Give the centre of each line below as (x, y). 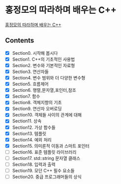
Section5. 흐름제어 (30, 84)
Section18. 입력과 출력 (34, 164)
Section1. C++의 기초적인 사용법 (44, 59)
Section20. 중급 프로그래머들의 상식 (47, 177)
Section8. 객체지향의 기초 (37, 103)
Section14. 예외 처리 (32, 140)
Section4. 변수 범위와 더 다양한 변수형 (49, 78)
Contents (20, 41)
